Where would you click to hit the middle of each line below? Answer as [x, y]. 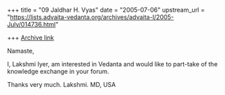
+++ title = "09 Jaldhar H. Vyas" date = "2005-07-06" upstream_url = [106, 10]
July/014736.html [32, 24]
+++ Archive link [31, 38]
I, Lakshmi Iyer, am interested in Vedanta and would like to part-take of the [112, 64]
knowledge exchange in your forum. [58, 71]
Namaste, [21, 51]
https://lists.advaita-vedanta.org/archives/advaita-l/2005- [92, 17]
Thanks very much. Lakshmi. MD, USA [62, 84]
